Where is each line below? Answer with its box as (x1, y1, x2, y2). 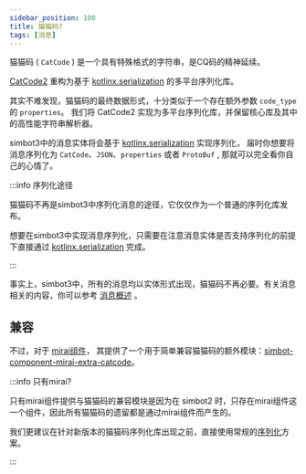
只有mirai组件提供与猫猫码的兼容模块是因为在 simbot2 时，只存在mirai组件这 (9, 395, 298, 406)
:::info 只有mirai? (9, 376, 72, 387)
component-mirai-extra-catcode (9, 357, 132, 368)
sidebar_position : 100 (9, 13, 96, 23)
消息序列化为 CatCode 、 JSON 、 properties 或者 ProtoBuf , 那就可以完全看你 (9, 149, 286, 160)
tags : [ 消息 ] (9, 30, 57, 39)
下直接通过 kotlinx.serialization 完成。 (9, 241, 151, 252)
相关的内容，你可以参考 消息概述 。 (9, 290, 142, 301)
